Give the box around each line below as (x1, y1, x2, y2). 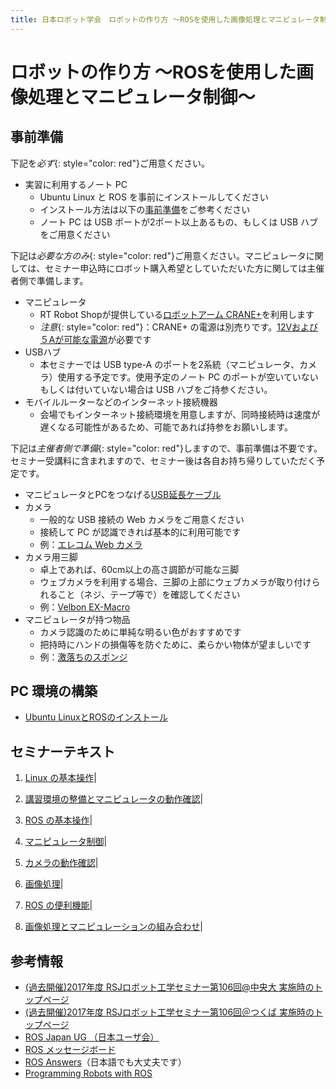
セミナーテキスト (10, 743, 116, 760)
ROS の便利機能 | (24, 899, 93, 911)
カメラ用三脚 (24, 551, 78, 563)
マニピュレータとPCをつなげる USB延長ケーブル (24, 488, 222, 500)
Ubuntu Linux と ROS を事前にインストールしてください (39, 191, 269, 203)
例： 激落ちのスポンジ (39, 651, 128, 663)
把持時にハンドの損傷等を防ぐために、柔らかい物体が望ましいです (39, 638, 312, 650)
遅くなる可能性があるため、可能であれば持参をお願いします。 (39, 421, 294, 433)
